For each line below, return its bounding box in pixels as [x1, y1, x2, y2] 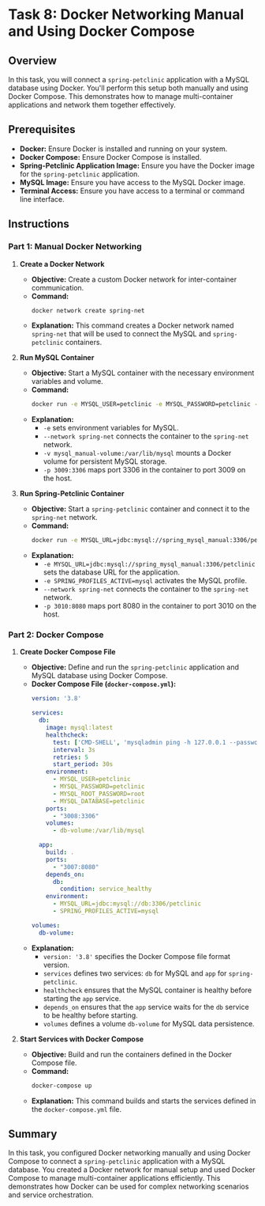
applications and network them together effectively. [8, 100, 176, 109]
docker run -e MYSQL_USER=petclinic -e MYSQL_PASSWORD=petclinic [31, 400, 251, 408]
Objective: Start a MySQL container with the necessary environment [31, 368, 255, 377]
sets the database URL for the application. [43, 567, 180, 577]
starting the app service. [43, 993, 121, 1003]
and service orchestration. [8, 1190, 94, 1200]
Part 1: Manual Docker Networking [8, 241, 142, 252]
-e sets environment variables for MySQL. [43, 423, 179, 433]
